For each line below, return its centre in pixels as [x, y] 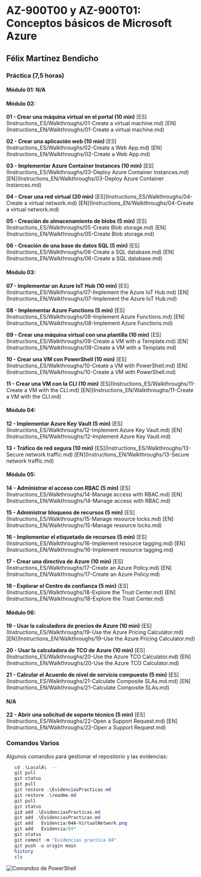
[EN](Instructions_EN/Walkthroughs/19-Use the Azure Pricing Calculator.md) [101, 638]
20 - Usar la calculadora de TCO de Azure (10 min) [70, 651]
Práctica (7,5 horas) [35, 75]
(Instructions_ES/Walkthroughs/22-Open [56, 721]
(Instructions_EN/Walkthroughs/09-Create [58, 348]
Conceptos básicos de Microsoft [89, 23]
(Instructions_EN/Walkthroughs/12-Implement [62, 436]
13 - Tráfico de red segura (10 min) [50, 448]
